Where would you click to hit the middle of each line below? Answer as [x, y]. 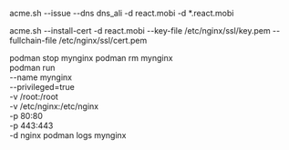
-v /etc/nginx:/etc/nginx [54, 106]
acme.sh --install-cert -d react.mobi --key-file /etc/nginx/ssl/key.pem [140, 30]
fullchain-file [33, 40]
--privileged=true [42, 87]
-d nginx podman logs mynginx [68, 135]
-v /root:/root [34, 96]
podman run [32, 68]
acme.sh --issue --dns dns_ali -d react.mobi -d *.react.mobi [122, 13]
